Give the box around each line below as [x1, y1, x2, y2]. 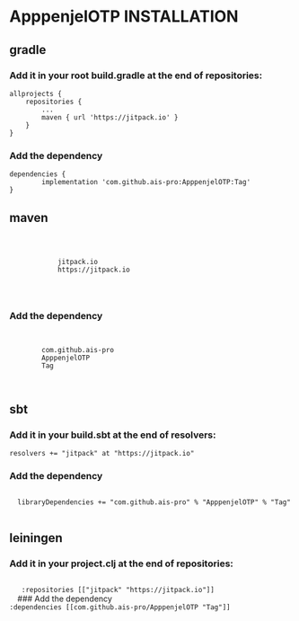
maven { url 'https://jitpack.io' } [41, 112, 179, 122]
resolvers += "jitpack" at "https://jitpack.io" [9, 448, 195, 457]
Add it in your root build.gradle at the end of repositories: [9, 69, 263, 82]
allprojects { [9, 89, 63, 98]
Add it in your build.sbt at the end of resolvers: [9, 429, 216, 441]
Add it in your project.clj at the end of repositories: [9, 557, 233, 570]
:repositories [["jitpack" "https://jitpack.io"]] [21, 585, 215, 594]
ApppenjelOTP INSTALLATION [9, 6, 239, 27]
